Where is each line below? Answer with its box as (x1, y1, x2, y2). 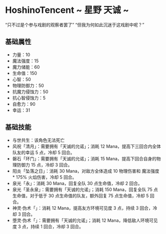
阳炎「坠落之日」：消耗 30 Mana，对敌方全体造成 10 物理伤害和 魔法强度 (12, 168, 160, 174)
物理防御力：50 (12, 82, 44, 88)
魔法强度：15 (12, 58, 39, 64)
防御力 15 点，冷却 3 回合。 (16, 161, 73, 168)
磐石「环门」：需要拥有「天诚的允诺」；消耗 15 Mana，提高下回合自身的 (12, 156, 157, 161)
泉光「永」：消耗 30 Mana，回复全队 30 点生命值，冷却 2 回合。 (12, 180, 143, 186)
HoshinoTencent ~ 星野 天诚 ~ (5, 4, 129, 16)
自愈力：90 (12, 101, 36, 107)
